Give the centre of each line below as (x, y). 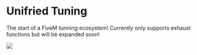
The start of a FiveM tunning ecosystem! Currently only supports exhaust (98, 28)
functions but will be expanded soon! (53, 34)
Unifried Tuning (47, 11)
